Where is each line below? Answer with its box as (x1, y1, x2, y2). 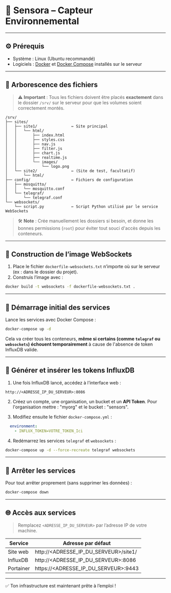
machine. (17, 527, 38, 533)
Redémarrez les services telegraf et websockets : (12, 437, 116, 444)
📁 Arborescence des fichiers (5, 81, 98, 89)
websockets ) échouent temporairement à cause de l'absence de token (5, 341, 153, 347)
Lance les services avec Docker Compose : (5, 317, 96, 323)
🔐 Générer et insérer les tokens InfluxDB (5, 366, 135, 375)
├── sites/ (5, 119, 28, 124)
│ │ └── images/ (5, 159, 58, 165)
